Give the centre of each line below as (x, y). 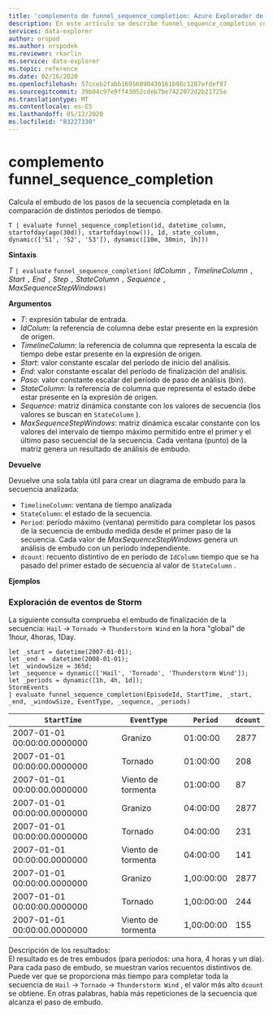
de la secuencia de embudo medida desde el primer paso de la (126, 530)
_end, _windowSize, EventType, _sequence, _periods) (100, 702)
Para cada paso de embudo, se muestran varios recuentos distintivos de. (131, 968)
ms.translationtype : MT (49, 99)
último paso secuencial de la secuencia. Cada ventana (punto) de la (134, 440)
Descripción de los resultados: (60, 950)
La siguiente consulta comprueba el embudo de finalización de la (117, 620)
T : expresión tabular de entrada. (74, 319)
